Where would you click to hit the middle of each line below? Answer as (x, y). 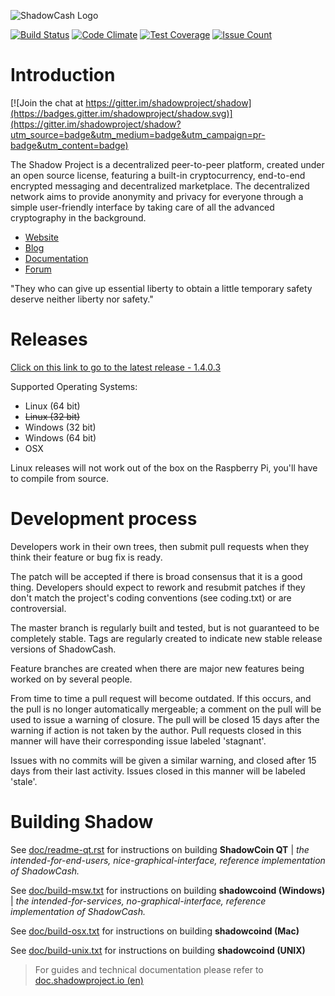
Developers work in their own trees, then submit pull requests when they (160, 546)
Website (42, 237)
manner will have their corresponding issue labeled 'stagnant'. (138, 741)
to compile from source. (59, 478)
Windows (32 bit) (60, 427)
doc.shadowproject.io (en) (89, 980)
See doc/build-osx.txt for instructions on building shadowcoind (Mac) (155, 931)
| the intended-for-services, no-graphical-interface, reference (138, 901)
